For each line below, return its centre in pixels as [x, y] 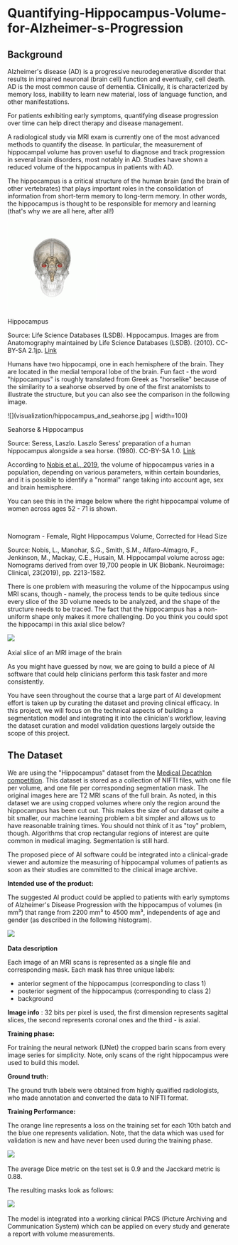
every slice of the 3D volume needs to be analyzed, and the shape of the [114, 602]
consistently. [26, 682]
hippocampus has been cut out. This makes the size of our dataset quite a [116, 810]
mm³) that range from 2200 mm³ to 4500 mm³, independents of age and [114, 912]
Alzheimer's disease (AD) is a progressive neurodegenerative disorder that [117, 71]
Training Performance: [42, 1111]
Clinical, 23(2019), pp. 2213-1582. [57, 573]
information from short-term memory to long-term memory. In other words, [117, 196]
